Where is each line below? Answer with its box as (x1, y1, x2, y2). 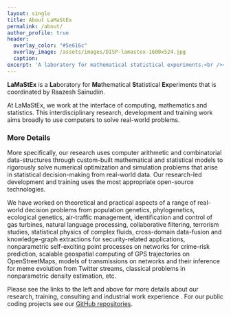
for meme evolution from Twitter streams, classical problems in (7, 264, 186, 272)
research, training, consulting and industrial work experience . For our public (7, 292, 224, 301)
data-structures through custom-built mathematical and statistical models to (7, 156, 223, 164)
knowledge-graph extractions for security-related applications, (7, 235, 186, 243)
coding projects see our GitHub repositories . (7, 299, 133, 307)
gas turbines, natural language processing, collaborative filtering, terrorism (7, 220, 219, 228)
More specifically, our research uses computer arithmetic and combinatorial (7, 148, 222, 156)
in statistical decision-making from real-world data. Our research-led (7, 170, 202, 179)
